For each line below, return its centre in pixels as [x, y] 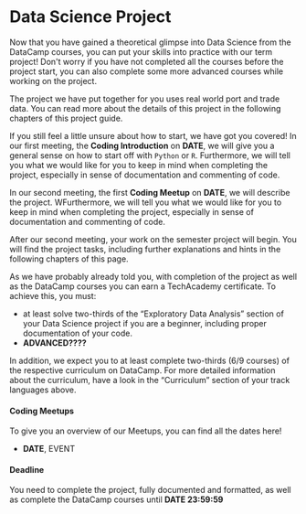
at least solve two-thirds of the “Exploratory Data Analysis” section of [153, 314]
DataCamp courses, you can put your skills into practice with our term [141, 51]
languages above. [43, 390]
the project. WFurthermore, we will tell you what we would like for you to [146, 202]
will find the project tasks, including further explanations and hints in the [145, 249]
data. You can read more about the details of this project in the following [145, 108]
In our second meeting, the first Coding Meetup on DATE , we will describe [150, 192]
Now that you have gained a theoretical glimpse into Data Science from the [150, 42]
